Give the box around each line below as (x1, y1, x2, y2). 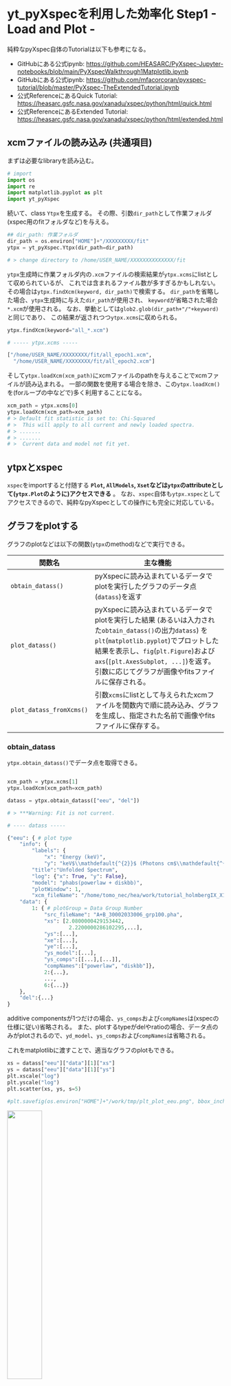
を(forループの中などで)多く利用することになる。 (7, 388, 146, 397)
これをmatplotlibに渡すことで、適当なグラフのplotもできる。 (7, 1046, 178, 1054)
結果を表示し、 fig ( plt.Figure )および (95, 646, 215, 655)
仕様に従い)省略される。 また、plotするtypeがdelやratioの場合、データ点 (7, 1023, 213, 1031)
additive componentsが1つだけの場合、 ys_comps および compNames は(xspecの (7, 1014, 219, 1022)
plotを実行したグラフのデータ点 (95, 581, 197, 591)
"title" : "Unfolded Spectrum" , (32, 866, 118, 873)
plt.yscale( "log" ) (7, 1079, 60, 1086)
